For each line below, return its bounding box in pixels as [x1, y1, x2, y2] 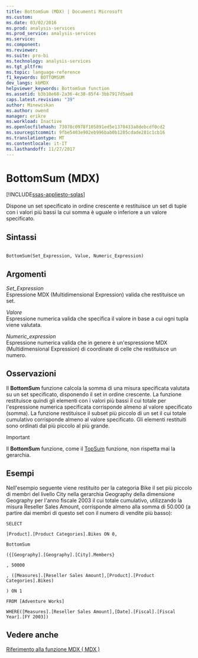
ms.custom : [6, 14, 33, 20]
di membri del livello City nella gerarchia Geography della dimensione [6, 490, 176, 497]
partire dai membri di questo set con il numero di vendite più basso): [6, 509, 173, 516]
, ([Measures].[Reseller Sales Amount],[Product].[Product [6, 572, 155, 578]
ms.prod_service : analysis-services [6, 31, 96, 37]
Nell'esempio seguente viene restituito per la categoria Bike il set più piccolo [6, 484, 192, 491]
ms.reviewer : [6, 47, 38, 53]
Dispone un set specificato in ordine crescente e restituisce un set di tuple [6, 202, 187, 210]
